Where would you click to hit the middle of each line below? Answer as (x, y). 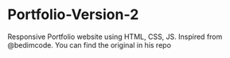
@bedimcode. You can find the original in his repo (90, 44)
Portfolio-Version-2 (73, 15)
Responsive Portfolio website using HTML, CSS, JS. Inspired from (115, 37)
